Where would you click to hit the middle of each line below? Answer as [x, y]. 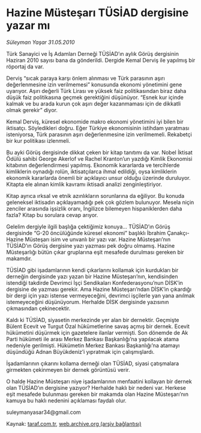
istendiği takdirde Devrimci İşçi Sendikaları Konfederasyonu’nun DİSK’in [94, 282]
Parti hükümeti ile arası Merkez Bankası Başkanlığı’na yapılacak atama [92, 339]
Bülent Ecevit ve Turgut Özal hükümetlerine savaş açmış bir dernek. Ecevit [98, 326]
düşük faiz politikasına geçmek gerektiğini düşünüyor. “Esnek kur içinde [95, 97]
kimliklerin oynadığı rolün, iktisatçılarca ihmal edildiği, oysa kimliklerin [91, 172]
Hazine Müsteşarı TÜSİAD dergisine [97, 13]
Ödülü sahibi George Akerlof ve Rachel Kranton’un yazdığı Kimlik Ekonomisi [99, 158]
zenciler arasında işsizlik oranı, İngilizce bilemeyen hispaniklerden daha [94, 208]
